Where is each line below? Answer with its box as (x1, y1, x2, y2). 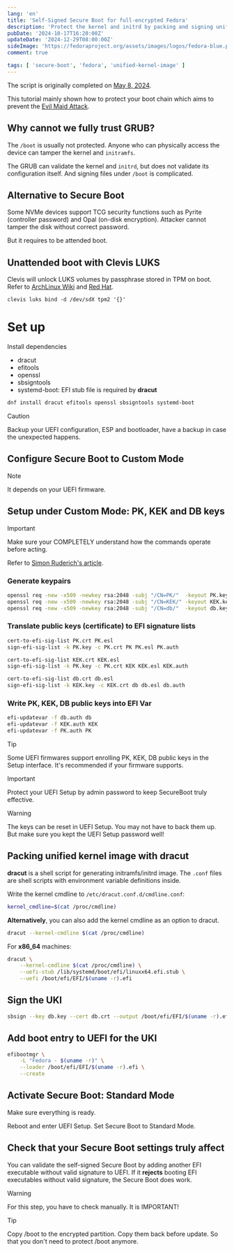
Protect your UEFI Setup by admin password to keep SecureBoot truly (7, 788, 208, 797)
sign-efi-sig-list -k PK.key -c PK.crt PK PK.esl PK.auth (7, 644, 179, 651)
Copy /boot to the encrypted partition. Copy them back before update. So (7, 1230, 218, 1238)
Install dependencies (7, 343, 68, 351)
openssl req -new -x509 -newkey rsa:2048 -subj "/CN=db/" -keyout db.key (7, 605, 229, 612)
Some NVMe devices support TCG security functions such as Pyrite (7, 208, 202, 217)
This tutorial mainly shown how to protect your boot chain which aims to (7, 94, 214, 103)
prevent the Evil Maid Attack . (7, 102, 90, 110)
